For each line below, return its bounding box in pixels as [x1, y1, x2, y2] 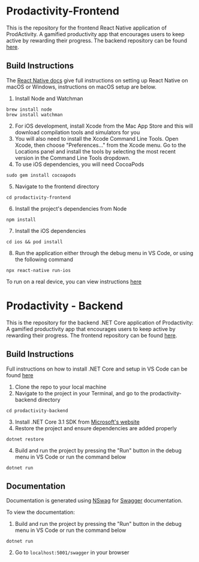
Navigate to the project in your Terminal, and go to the [14, 389, 149, 397]
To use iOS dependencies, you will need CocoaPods [14, 161, 144, 168]
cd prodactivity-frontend [6, 194, 71, 200]
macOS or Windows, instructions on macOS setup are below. [6, 83, 157, 90]
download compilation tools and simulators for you [14, 128, 140, 136]
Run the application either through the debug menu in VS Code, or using [14, 249, 194, 256]
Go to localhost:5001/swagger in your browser [14, 549, 129, 556]
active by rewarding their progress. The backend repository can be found [6, 37, 188, 44]
